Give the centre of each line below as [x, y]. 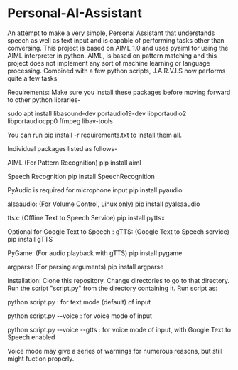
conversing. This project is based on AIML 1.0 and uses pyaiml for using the [118, 48]
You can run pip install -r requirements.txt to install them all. [95, 135]
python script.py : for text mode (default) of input [79, 302]
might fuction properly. [41, 359]
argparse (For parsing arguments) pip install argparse [86, 267]
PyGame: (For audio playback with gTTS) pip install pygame [95, 253]
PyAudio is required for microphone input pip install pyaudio [95, 190]
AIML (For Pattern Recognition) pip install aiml [74, 163]
